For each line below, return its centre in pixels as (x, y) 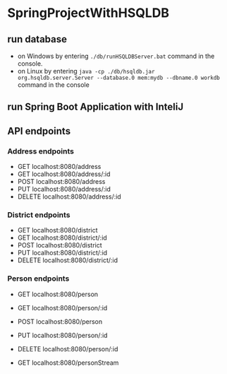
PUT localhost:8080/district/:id (62, 253)
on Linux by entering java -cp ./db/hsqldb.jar (86, 71)
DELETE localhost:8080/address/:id (69, 197)
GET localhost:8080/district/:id (62, 238)
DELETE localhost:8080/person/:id (68, 349)
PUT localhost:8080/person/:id (62, 335)
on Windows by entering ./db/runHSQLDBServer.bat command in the (116, 56)
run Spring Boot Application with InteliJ (96, 107)
